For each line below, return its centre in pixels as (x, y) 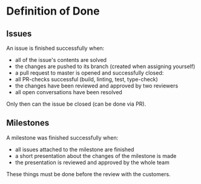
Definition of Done (53, 11)
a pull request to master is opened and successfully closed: (89, 73)
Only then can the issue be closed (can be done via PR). (76, 104)
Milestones (28, 123)
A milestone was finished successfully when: (62, 137)
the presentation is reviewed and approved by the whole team (92, 162)
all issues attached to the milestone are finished (74, 149)
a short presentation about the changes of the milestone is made (96, 155)
